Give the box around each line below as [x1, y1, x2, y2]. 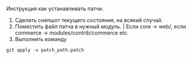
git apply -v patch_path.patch [6, 47, 84, 53]
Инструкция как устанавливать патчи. [6, 5, 104, 12]
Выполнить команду [14, 36, 67, 42]
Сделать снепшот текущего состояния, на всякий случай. [14, 17, 163, 23]
